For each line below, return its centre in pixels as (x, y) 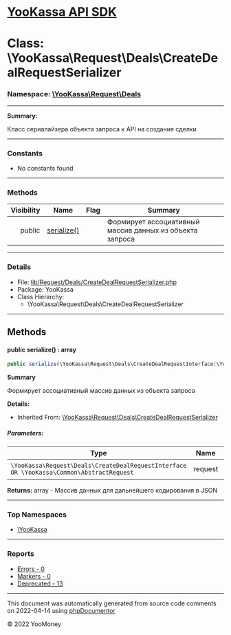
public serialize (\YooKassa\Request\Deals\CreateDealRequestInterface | (112, 364)
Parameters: (25, 433)
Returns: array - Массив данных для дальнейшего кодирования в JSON (112, 490)
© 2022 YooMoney (34, 624)
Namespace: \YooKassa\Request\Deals (74, 94)
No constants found (45, 168)
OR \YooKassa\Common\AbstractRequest (72, 472)
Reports (21, 554)
